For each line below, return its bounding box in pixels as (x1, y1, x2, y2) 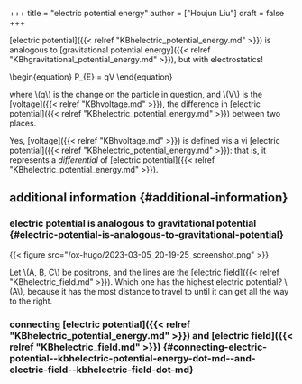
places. (9, 117, 37, 128)
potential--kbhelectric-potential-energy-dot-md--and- (9, 351, 256, 364)
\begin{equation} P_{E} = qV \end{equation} (9, 71, 173, 82)
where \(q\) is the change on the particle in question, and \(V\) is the (9, 89, 263, 99)
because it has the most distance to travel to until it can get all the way (26, 286, 289, 296)
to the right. (9, 295, 53, 306)
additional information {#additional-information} (9, 190, 288, 206)
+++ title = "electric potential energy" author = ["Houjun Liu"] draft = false (9, 8, 285, 18)
